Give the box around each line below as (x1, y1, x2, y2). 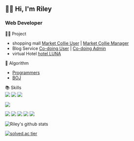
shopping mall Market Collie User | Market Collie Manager (12, 40, 129, 46)
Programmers (12, 70, 40, 75)
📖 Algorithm (5, 60, 29, 66)
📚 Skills (5, 84, 22, 91)
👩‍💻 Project (5, 30, 26, 37)
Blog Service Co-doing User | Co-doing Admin (12, 45, 106, 51)
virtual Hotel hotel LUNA (12, 50, 61, 56)
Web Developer (5, 20, 43, 26)
